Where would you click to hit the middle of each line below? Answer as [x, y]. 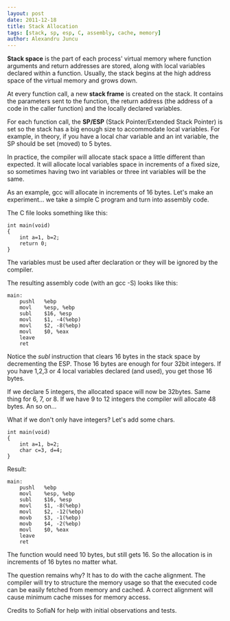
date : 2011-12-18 [32, 20]
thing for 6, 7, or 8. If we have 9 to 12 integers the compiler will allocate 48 [112, 399]
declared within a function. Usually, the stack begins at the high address [109, 74]
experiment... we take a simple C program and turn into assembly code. [108, 199]
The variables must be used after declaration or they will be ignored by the [113, 263]
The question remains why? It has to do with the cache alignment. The [106, 576]
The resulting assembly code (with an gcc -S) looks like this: [93, 283]
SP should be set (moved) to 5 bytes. [59, 144]
